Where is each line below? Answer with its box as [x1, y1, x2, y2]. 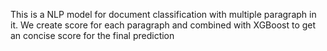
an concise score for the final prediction [10, 30, 175, 41]
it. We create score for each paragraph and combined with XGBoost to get [10, 19, 317, 31]
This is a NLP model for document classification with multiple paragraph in [10, 9, 317, 20]
